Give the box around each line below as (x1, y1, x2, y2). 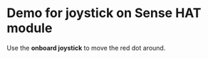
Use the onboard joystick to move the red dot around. (6, 43, 166, 52)
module (6, 20, 53, 36)
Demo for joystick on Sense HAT (6, 5, 202, 21)
